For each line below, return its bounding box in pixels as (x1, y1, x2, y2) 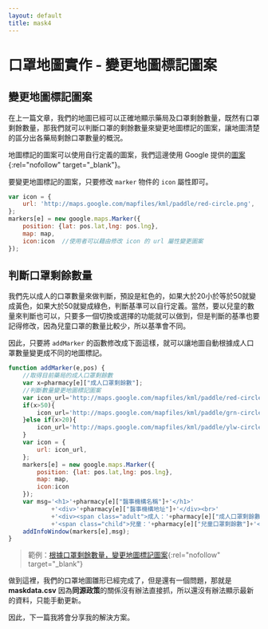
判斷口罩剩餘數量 (8, 268, 93, 282)
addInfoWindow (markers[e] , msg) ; (22, 528, 130, 536)
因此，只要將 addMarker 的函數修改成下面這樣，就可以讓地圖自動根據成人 (8, 338, 247, 348)
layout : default (8, 11, 62, 20)
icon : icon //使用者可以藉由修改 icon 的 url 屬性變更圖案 (22, 237, 203, 245)
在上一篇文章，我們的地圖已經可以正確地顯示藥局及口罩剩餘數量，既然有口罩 (8, 113, 260, 122)
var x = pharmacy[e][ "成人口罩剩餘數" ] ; (22, 379, 144, 387)
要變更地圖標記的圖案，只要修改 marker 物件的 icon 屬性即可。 (8, 176, 213, 186)
